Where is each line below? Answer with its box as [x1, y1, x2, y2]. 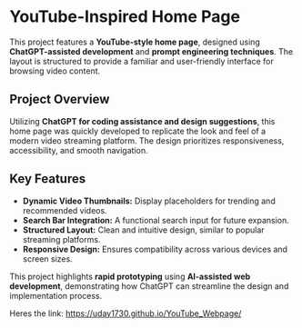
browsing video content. [9, 65, 101, 76]
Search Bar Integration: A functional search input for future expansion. [22, 214, 289, 225]
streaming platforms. [22, 234, 101, 244]
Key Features [9, 171, 86, 187]
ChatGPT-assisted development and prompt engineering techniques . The [9, 45, 294, 56]
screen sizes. [22, 253, 73, 264]
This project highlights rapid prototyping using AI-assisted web [9, 271, 251, 282]
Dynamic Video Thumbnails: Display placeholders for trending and [22, 195, 276, 206]
